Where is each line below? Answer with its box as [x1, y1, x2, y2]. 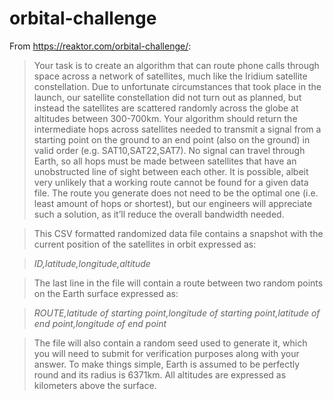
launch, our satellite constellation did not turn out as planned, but [33, 91, 302, 103]
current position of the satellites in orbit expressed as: [33, 238, 257, 250]
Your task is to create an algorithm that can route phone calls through [33, 59, 320, 71]
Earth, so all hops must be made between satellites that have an [33, 155, 297, 167]
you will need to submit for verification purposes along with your [33, 347, 300, 359]
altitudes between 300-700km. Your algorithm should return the [33, 112, 298, 124]
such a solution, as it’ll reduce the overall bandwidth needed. [33, 208, 285, 220]
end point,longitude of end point [33, 317, 167, 329]
